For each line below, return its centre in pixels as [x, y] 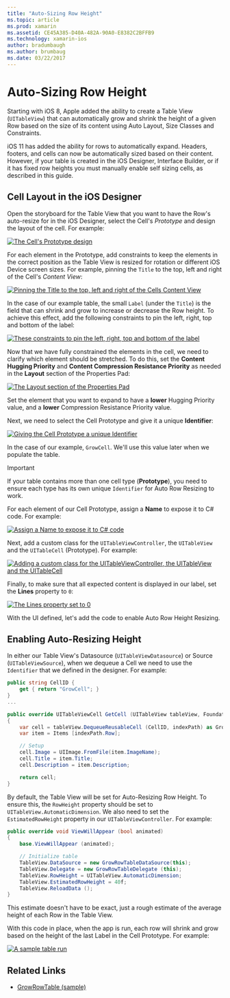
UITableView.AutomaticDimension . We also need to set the [88, 811]
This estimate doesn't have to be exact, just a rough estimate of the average [114, 908]
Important [21, 468]
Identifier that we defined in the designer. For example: [87, 670]
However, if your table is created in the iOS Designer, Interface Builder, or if [113, 161]
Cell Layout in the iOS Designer [75, 197]
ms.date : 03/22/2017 [37, 58]
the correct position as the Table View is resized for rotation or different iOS [114, 262]
